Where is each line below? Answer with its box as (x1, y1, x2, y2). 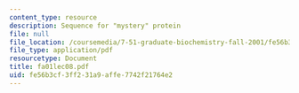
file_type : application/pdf (9, 46, 114, 55)
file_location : (9, 37, 66, 47)
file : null (9, 29, 50, 38)
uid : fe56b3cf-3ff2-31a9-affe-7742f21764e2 (9, 71, 174, 80)
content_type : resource (9, 12, 98, 22)
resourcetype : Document (9, 54, 98, 63)
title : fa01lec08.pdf (9, 63, 90, 72)
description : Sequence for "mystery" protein (9, 21, 181, 30)
